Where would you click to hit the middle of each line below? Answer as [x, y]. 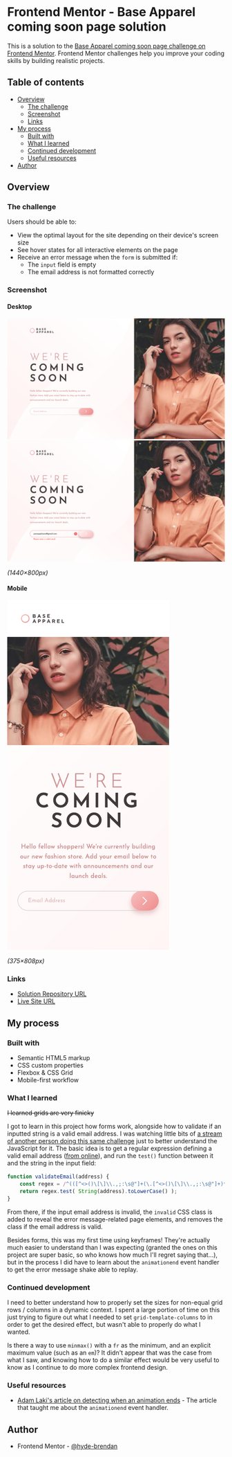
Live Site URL [36, 1001]
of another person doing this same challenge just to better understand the [112, 1141]
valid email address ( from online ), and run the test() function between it [110, 1156]
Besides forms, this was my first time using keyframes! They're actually [109, 1240]
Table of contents [46, 83]
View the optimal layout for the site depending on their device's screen [118, 235]
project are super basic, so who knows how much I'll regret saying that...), [113, 1255]
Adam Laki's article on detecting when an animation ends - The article [117, 1400]
